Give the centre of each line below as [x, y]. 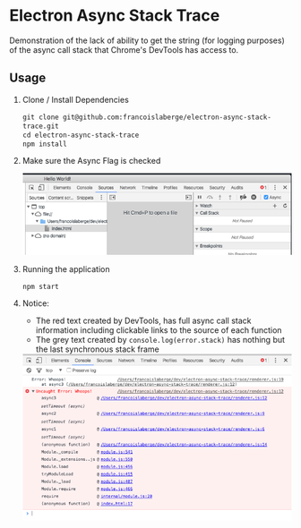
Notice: [35, 303]
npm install [44, 144]
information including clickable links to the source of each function [159, 330]
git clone [41, 117]
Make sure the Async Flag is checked [91, 160]
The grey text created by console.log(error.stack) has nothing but [160, 340]
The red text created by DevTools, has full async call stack [143, 321]
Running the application [66, 269]
